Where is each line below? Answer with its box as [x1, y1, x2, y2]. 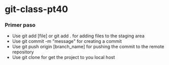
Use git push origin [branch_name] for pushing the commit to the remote [12, 44, 164, 50]
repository [12, 49, 34, 55]
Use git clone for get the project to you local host [12, 54, 115, 60]
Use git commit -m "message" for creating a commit [12, 38, 122, 44]
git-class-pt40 [5, 4, 68, 15]
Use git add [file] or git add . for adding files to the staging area [12, 33, 145, 39]
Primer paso [5, 22, 36, 29]
